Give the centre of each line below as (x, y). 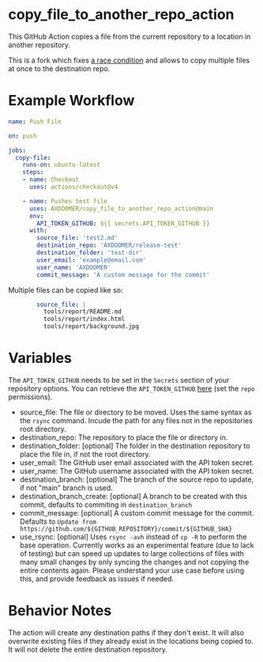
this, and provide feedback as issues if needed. (97, 578)
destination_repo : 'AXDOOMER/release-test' (109, 246)
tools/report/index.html (84, 319)
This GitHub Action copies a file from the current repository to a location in (130, 36)
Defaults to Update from (58, 521)
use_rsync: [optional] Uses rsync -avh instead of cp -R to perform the (133, 536)
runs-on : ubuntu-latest (62, 165)
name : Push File (35, 121)
